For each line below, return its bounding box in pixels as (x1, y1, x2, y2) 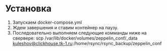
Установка (5, 3, 52, 14)
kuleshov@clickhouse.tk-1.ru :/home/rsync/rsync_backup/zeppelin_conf (12, 40, 162, 46)
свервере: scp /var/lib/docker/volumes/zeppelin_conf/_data (12, 35, 138, 41)
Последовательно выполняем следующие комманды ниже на (12, 30, 147, 36)
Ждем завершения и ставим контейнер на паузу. (12, 24, 119, 30)
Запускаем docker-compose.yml (12, 19, 82, 25)
